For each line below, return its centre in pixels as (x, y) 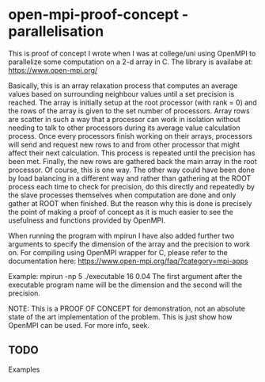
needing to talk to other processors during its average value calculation (124, 128)
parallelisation (56, 31)
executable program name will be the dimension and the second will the (125, 285)
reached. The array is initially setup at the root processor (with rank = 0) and (132, 102)
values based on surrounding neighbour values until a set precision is (121, 94)
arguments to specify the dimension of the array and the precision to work (129, 244)
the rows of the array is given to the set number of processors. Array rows (129, 111)
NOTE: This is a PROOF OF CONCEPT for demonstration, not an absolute (127, 308)
